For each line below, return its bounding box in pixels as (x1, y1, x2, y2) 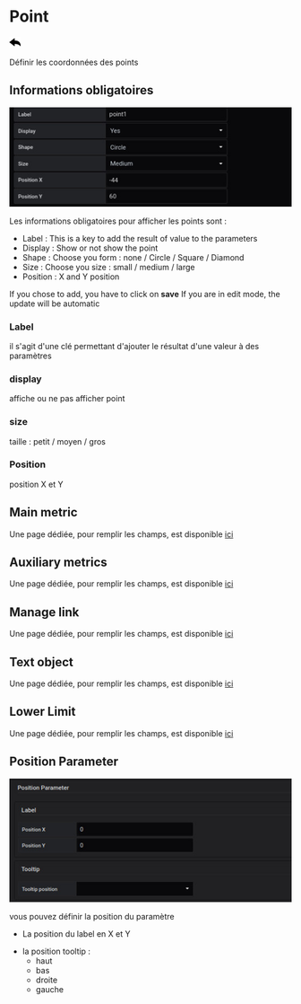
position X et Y (9, 479, 64, 489)
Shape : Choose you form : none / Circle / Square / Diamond (21, 251, 245, 262)
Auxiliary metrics (9, 555, 107, 570)
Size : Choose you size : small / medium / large (21, 261, 195, 272)
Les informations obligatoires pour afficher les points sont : (9, 216, 227, 226)
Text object (9, 654, 73, 670)
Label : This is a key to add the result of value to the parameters (21, 233, 258, 243)
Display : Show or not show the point (21, 242, 159, 253)
